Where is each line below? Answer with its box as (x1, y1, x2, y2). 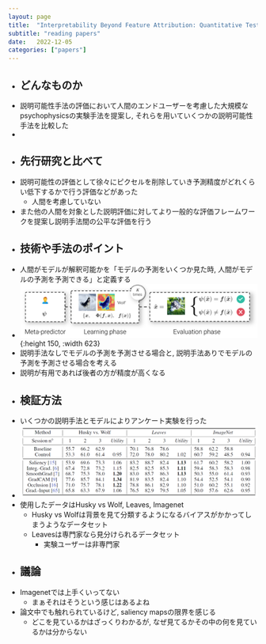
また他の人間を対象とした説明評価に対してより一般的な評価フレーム (19, 206, 241, 216)
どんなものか (19, 78, 83, 92)
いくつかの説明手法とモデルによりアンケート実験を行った (19, 416, 207, 426)
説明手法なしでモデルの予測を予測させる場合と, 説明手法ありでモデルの (19, 348, 253, 358)
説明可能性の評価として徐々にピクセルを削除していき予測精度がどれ (19, 176, 241, 186)
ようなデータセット (45, 519, 108, 529)
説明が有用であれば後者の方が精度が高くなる (19, 368, 166, 377)
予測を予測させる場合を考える (19, 358, 117, 368)
